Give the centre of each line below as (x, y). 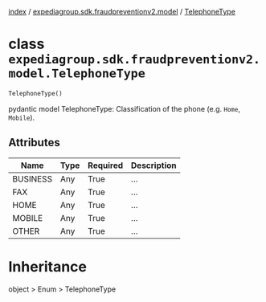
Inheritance (47, 266)
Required (106, 165)
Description (154, 165)
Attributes (34, 143)
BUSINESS (33, 178)
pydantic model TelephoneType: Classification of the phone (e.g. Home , (125, 108)
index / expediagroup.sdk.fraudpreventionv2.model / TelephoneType (122, 12)
